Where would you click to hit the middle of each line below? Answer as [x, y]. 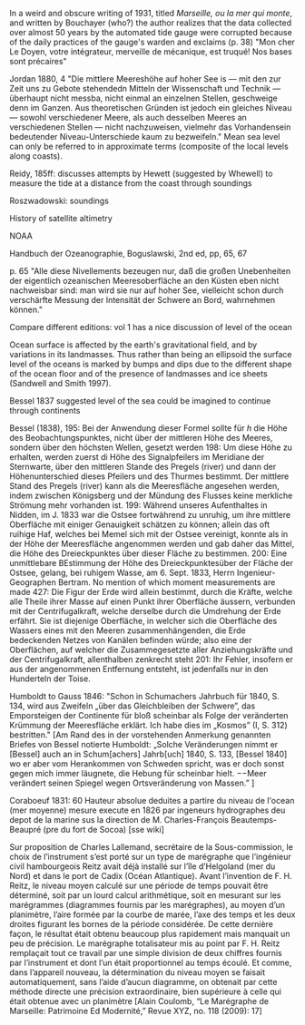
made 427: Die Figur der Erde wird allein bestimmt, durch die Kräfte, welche [151, 592]
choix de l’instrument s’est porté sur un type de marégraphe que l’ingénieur [151, 857]
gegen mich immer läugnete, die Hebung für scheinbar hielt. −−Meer [138, 773]
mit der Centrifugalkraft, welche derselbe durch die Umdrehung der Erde [145, 611]
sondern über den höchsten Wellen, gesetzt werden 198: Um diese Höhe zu [151, 447]
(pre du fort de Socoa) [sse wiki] [104, 830]
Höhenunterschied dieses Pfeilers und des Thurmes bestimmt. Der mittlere [149, 476]
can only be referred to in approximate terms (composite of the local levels [149, 146]
